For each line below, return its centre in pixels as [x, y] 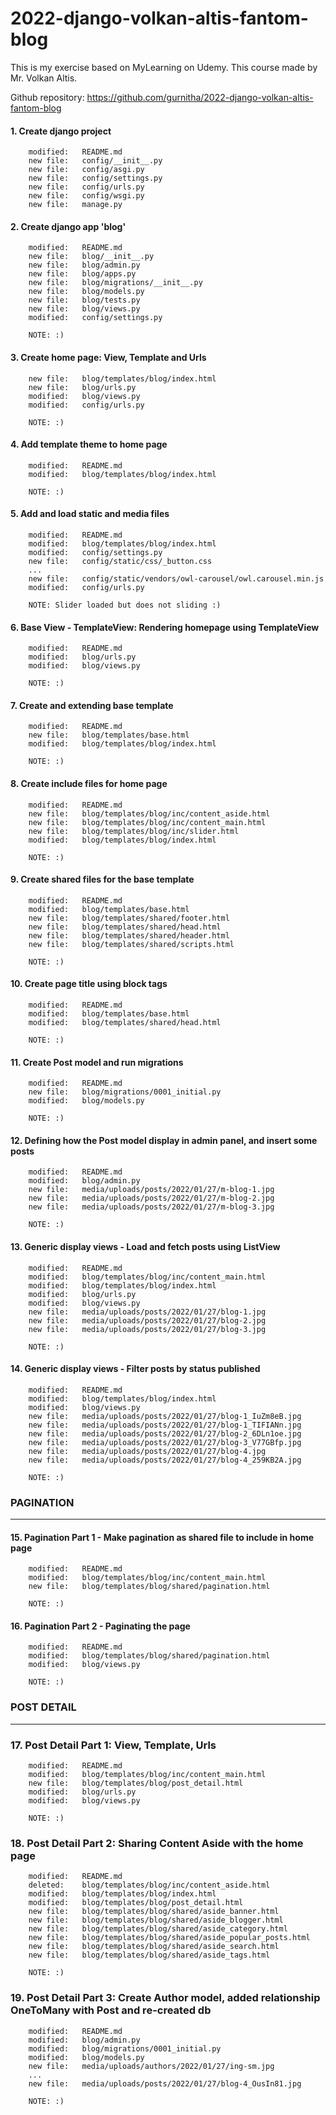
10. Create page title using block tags [89, 984]
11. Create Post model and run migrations [97, 1062]
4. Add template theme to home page [89, 444]
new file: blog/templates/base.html [109, 735]
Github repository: [47, 97]
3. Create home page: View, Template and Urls [108, 357]
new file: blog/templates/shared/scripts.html [131, 944]
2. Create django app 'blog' [68, 226]
